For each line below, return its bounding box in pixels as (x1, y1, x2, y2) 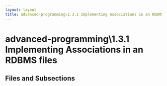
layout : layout (5, 7, 37, 12)
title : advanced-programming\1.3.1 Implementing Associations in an (5, 12, 150, 17)
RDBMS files (5, 54, 58, 66)
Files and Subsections (5, 74, 76, 83)
